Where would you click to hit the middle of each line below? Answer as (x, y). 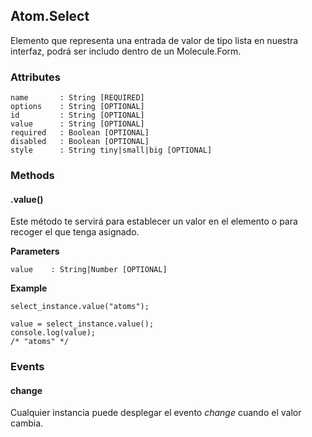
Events (27, 367)
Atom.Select (50, 16)
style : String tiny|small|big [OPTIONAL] (111, 150)
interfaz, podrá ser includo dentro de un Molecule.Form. (126, 51)
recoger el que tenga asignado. (75, 232)
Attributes (35, 77)
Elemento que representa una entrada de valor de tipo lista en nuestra (154, 40)
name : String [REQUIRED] (77, 98)
